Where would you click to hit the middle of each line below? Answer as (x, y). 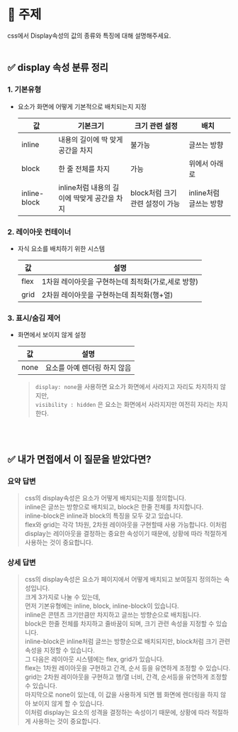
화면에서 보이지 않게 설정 (52, 335)
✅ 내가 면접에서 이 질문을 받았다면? (79, 459)
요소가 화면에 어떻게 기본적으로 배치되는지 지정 (82, 106)
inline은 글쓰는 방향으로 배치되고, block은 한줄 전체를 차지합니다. (114, 507)
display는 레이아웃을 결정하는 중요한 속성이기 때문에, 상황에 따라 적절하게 (126, 533)
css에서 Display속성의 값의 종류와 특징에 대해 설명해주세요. (89, 35)
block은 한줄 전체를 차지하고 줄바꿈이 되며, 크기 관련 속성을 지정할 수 (119, 624)
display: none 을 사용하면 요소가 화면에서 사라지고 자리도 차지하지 (127, 387)
